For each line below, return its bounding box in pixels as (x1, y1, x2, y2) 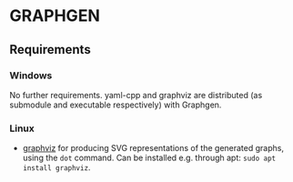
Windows (9, 69, 53, 82)
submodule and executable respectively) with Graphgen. (9, 99, 222, 110)
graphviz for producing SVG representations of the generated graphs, (22, 143, 285, 154)
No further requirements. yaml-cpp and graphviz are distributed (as (9, 89, 263, 100)
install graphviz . (22, 162, 91, 173)
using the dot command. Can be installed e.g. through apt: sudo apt (22, 152, 276, 164)
